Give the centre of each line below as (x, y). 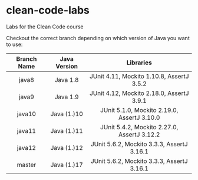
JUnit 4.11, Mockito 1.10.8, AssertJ (139, 76)
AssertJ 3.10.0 (139, 117)
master (27, 165)
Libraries (139, 63)
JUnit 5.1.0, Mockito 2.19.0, (139, 110)
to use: (14, 44)
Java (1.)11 (67, 130)
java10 (27, 114)
